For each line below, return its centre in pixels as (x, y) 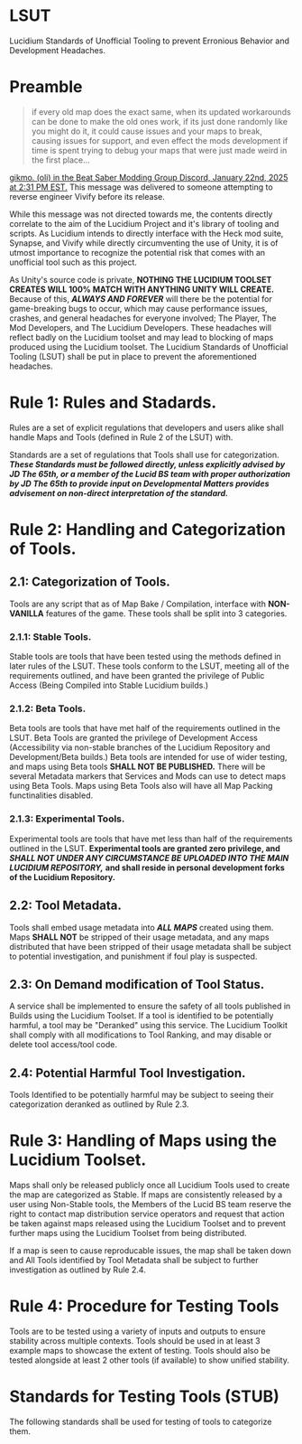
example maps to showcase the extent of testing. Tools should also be (140, 1351)
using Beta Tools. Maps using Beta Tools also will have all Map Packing (141, 786)
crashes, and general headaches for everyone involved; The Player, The (143, 318)
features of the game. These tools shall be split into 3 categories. (166, 613)
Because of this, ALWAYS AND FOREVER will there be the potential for (141, 298)
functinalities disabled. (51, 795)
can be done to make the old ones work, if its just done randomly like (160, 121)
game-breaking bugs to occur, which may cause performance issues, (138, 308)
